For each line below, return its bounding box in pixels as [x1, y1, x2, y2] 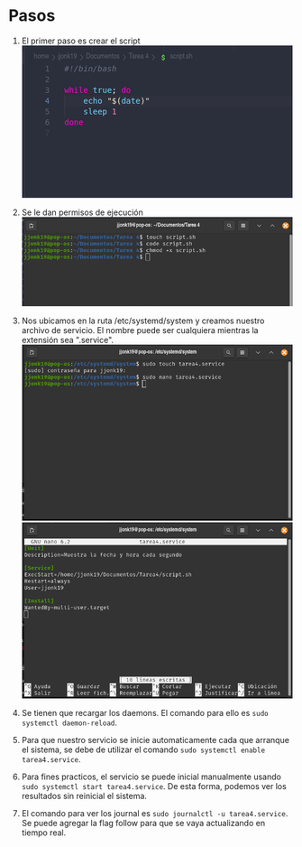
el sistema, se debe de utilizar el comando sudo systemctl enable [21, 744, 266, 755]
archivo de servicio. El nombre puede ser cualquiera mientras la [21, 325, 259, 336]
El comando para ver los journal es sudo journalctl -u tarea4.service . [21, 808, 288, 818]
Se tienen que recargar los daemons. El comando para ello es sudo [21, 708, 269, 718]
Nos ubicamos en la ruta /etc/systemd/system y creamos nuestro [21, 315, 265, 326]
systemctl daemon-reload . [21, 717, 118, 728]
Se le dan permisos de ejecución [21, 207, 143, 218]
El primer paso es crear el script [21, 35, 141, 46]
